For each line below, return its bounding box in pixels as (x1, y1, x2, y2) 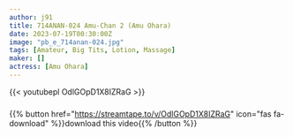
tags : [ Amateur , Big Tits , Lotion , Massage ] (9, 46, 176, 55)
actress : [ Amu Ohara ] (9, 63, 89, 72)
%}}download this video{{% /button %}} (50, 118, 198, 128)
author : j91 (9, 12, 53, 22)
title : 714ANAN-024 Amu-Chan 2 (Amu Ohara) (9, 21, 172, 30)
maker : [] (9, 54, 46, 63)
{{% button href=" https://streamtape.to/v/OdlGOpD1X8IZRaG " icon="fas (9, 108, 272, 119)
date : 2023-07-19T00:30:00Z (9, 29, 113, 38)
